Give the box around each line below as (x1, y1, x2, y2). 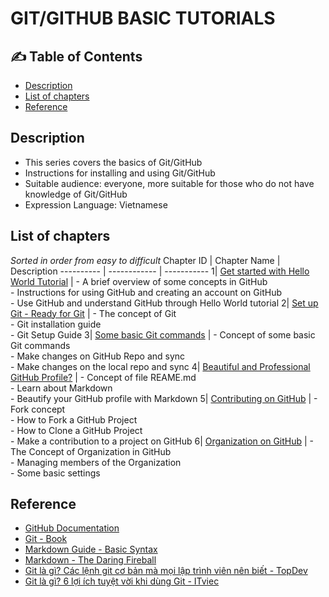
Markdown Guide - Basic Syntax (24, 543, 158, 556)
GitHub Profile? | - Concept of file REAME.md (10, 371, 197, 383)
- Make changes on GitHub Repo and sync (10, 350, 186, 362)
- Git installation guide (10, 318, 102, 330)
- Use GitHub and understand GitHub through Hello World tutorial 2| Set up (10, 297, 319, 309)
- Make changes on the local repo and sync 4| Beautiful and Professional (10, 360, 311, 372)
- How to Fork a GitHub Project (10, 413, 138, 426)
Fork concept (10, 403, 66, 415)
